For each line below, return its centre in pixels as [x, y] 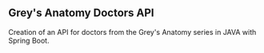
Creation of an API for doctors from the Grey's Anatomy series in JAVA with [132, 32]
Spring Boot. [29, 40]
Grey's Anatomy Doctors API [81, 13]
